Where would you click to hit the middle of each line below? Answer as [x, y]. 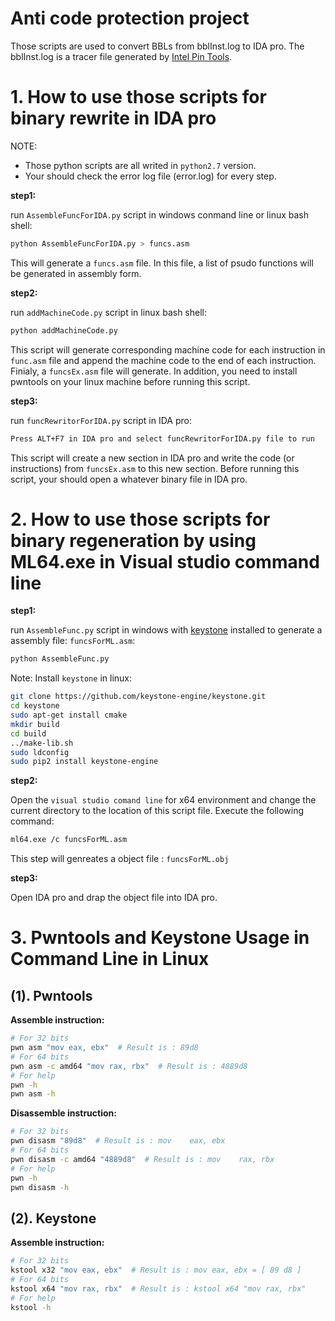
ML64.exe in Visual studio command [165, 561]
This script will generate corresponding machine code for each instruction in [168, 349]
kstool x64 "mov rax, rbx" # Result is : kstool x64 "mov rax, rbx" [158, 1288]
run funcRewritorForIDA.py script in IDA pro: [101, 420]
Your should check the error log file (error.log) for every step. [150, 176]
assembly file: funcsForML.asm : [73, 641]
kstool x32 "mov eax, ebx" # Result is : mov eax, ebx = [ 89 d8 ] [156, 1270]
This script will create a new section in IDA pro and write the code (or [152, 458]
